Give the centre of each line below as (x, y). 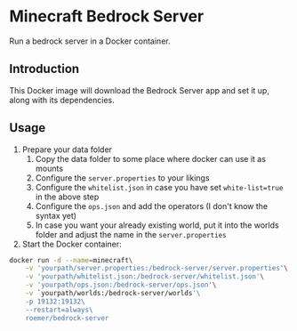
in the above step (67, 197)
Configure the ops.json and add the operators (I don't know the (152, 206)
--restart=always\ (59, 310)
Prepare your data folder (67, 149)
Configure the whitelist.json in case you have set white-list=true (159, 187)
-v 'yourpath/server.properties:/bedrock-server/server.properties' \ (157, 269)
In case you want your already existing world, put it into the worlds (157, 225)
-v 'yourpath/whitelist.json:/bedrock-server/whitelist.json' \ (145, 277)
